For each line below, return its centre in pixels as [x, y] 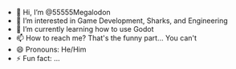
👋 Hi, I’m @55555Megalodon [63, 12]
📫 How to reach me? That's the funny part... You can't [106, 38]
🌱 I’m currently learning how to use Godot [85, 29]
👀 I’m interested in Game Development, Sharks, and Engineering [122, 21]
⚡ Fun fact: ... [38, 58]
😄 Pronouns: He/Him [51, 49]
